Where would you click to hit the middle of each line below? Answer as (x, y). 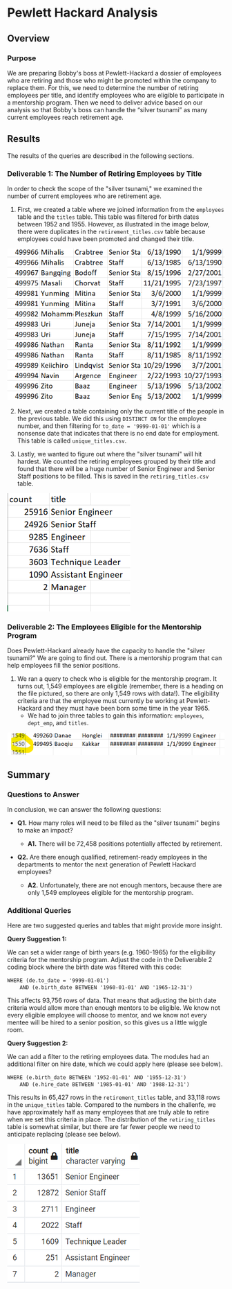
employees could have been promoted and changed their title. (106, 239)
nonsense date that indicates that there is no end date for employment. (118, 433)
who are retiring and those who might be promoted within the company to (112, 80)
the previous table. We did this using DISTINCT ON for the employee (112, 418)
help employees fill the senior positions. (64, 666)
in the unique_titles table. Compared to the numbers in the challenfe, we (112, 1105)
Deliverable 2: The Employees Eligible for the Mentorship (105, 627)
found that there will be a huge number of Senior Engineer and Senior (116, 468)
